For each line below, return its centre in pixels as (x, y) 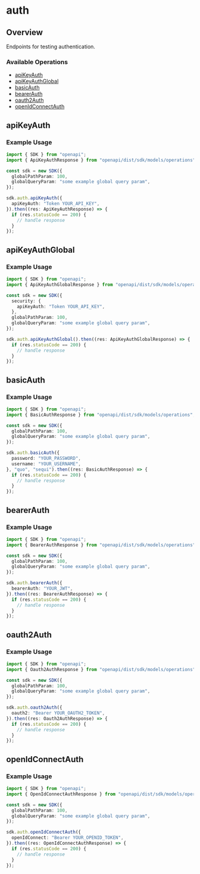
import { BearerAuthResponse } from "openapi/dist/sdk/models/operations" (101, 545)
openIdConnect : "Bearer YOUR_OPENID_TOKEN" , (68, 838)
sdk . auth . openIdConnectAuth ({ (44, 832)
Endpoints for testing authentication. (51, 46)
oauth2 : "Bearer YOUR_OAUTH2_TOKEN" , (58, 713)
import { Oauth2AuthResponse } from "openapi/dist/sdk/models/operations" (101, 669)
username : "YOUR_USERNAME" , (46, 464)
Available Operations (37, 62)
